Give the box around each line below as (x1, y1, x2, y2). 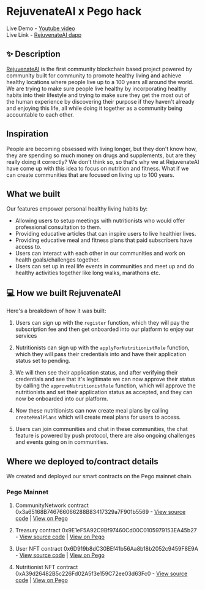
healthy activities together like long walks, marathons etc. (15, 269, 160, 277)
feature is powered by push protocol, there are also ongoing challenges (15, 432, 196, 440)
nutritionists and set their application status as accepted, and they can (15, 389, 193, 396)
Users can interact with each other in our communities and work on (15, 250, 185, 257)
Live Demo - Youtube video (6, 25, 75, 32)
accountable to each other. (6, 111, 75, 118)
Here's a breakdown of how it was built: (6, 307, 106, 314)
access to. (15, 243, 42, 250)
